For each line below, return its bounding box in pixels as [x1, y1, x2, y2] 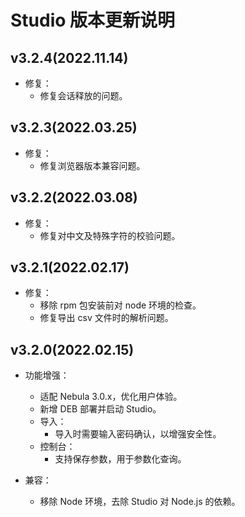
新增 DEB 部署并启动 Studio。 [39, 403, 162, 415]
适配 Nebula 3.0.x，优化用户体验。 [39, 391, 183, 403]
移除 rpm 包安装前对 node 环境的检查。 [39, 299, 202, 311]
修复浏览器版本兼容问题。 [39, 159, 146, 171]
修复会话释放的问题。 [39, 90, 128, 101]
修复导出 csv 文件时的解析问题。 [39, 312, 174, 324]
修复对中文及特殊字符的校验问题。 [39, 229, 181, 241]
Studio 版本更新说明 [10, 9, 176, 32]
